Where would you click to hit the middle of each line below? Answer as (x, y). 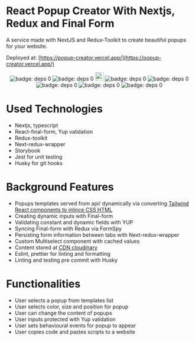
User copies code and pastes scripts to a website (75, 332)
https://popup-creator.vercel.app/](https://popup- (101, 57)
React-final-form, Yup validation (54, 131)
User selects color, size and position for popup (71, 307)
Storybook (27, 150)
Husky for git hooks (39, 163)
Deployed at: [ (23, 57)
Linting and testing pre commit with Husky (66, 260)
